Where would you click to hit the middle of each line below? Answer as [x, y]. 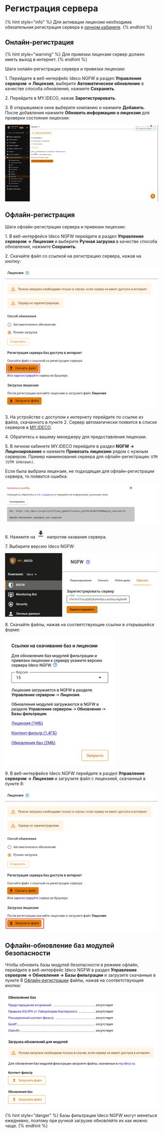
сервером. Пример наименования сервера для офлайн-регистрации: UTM [81, 457]
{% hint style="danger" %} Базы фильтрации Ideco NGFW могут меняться [81, 1115]
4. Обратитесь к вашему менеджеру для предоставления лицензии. [76, 437]
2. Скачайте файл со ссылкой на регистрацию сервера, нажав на [73, 256]
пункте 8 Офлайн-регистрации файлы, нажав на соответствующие [74, 980]
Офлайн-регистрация [40, 215]
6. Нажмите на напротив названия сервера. [56, 537]
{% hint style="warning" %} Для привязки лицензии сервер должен [75, 54]
